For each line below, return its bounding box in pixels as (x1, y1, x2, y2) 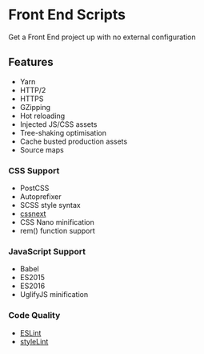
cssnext (19, 209, 46, 218)
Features (8, 55, 54, 69)
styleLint (19, 336, 49, 346)
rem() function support (19, 226, 95, 236)
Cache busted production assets (19, 136, 128, 146)
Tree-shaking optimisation (19, 128, 106, 137)
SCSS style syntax (19, 201, 82, 210)
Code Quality (8, 310, 61, 321)
